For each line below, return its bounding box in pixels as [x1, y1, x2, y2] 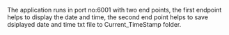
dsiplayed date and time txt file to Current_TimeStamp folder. [7, 21, 182, 28]
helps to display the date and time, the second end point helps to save [7, 13, 209, 21]
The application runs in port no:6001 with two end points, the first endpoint [7, 6, 222, 14]
